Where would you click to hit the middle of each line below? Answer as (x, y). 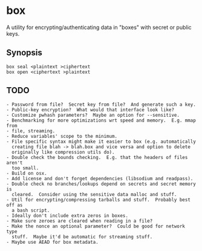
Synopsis (24, 53)
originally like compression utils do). (63, 152)
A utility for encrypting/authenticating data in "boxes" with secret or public (99, 27)
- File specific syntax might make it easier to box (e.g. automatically (101, 142)
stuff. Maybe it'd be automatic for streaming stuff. (82, 236)
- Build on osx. (27, 173)
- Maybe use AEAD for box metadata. (52, 242)
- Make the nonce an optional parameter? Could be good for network (96, 226)
